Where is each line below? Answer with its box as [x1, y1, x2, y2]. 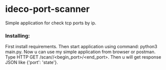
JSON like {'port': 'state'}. [5, 60, 58, 66]
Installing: [5, 32, 30, 39]
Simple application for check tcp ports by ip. [5, 20, 96, 26]
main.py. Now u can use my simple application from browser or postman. [5, 49, 156, 55]
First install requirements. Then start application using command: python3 [5, 44, 157, 50]
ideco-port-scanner [5, 3, 90, 15]
